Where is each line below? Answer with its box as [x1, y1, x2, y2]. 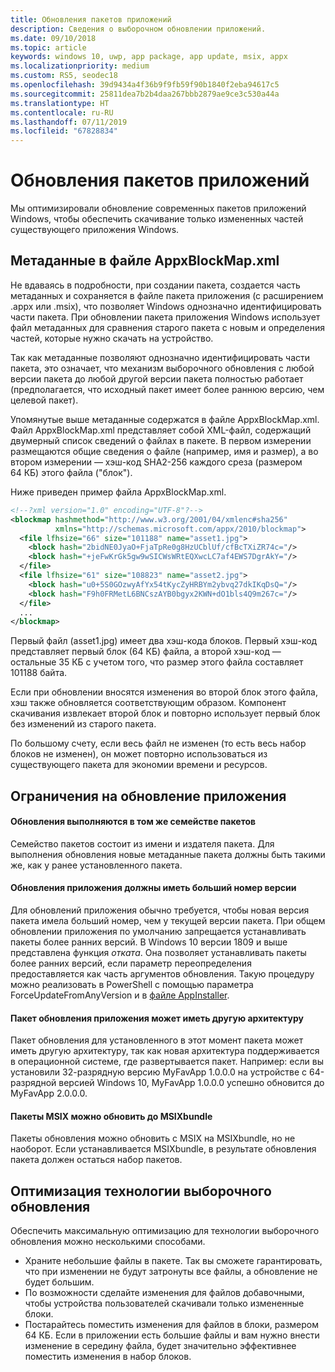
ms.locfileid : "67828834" [10, 126, 118, 136]
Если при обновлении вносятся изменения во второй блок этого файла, [10, 686, 318, 698]
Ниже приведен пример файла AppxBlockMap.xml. [10, 486, 227, 498]
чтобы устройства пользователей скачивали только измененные [24, 1297, 305, 1310]
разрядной [10, 1077, 57, 1089]
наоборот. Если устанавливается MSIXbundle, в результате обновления [10, 1143, 317, 1155]
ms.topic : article [10, 42, 87, 53]
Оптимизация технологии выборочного [10, 1182, 272, 1200]
